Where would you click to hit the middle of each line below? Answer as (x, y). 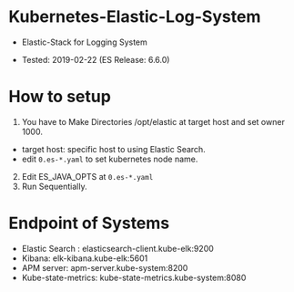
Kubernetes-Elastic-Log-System (135, 17)
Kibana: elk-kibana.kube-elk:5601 (85, 258)
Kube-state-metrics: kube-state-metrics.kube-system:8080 (134, 277)
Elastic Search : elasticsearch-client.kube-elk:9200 (118, 248)
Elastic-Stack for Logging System (84, 42)
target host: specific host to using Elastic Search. (113, 149)
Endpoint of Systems (89, 223)
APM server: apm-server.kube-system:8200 (105, 267)
